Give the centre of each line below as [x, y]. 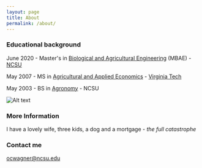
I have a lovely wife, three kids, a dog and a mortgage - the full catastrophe [101, 129]
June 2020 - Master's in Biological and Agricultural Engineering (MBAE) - [99, 58]
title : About [23, 18]
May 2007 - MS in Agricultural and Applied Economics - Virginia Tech [94, 76]
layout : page [23, 12]
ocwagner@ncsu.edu [33, 158]
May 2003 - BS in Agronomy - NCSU [53, 88]
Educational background [44, 45]
